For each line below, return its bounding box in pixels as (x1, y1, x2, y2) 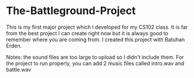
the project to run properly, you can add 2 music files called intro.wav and (6, 60, 185, 67)
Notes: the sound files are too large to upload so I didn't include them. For (6, 53, 184, 60)
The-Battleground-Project (6, 4, 136, 18)
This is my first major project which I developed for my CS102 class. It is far (6, 23, 188, 30)
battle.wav (6, 66, 32, 73)
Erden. (6, 42, 22, 49)
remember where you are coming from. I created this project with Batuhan (6, 36, 185, 43)
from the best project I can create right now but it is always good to (6, 29, 169, 36)
